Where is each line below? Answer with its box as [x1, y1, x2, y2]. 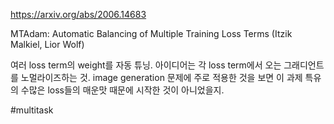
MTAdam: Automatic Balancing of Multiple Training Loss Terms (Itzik [10, 28, 293, 39]
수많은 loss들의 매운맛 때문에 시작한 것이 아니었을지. [20, 84, 225, 96]
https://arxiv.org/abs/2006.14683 [10, 9, 147, 20]
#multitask [10, 104, 54, 116]
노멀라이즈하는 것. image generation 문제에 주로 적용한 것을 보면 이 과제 [20, 72, 303, 83]
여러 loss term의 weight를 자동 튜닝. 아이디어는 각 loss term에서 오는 [10, 59, 282, 71]
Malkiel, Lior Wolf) [10, 39, 85, 50]
